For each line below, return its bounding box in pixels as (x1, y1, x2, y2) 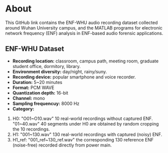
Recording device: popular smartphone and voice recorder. (12, 73, 136, 80)
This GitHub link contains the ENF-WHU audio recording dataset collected (5, 19, 158, 25)
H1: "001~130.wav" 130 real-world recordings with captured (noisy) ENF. (12, 131, 162, 137)
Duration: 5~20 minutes (12, 79, 63, 85)
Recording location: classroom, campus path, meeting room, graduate (12, 58, 159, 64)
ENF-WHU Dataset (5, 44, 64, 53)
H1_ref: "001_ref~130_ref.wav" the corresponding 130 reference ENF (12, 136, 154, 142)
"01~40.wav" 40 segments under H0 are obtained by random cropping (12, 120, 159, 126)
